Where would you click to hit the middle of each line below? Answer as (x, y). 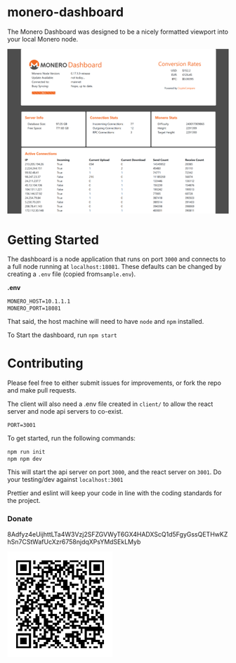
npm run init (26, 452)
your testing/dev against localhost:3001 (65, 480)
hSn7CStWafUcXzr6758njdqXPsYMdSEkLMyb (74, 541)
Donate (20, 519)
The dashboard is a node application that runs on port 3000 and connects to (117, 259)
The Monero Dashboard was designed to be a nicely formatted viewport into (118, 32)
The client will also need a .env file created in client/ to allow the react (110, 404)
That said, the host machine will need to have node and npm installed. (106, 322)
